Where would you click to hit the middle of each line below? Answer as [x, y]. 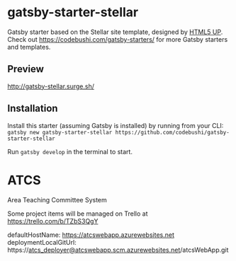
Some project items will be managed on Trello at [78, 214]
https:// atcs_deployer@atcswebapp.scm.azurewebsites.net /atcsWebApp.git [118, 250]
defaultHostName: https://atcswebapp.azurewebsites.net [91, 235]
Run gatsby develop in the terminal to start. [70, 151]
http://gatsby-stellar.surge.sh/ [51, 86]
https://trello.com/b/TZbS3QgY [53, 221]
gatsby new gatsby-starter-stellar [60, 132]
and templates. [29, 47]
